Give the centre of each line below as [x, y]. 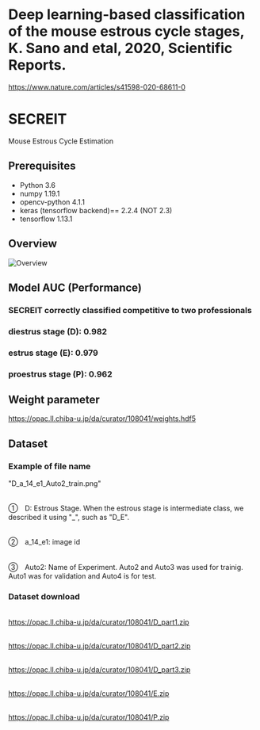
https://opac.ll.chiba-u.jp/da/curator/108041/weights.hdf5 [102, 419]
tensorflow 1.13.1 [46, 219]
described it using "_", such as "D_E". [69, 518]
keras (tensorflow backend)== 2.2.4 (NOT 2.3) [96, 210]
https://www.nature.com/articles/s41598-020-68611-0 [97, 87]
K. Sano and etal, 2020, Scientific [120, 48]
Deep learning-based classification [127, 15]
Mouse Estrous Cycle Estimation [61, 141]
